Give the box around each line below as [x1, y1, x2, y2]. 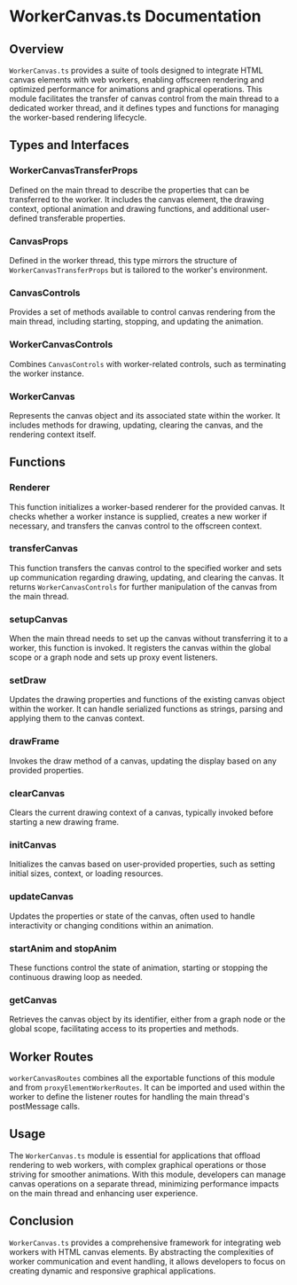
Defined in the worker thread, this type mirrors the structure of [9, 255, 238, 265]
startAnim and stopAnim [9, 942, 117, 954]
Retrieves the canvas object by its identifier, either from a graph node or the [9, 1014, 285, 1025]
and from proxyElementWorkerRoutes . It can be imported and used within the [9, 1082, 285, 1093]
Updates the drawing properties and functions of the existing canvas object [9, 694, 285, 705]
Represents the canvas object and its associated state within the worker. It [9, 410, 281, 420]
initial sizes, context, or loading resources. [9, 868, 164, 879]
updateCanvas [9, 890, 74, 903]
